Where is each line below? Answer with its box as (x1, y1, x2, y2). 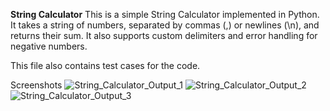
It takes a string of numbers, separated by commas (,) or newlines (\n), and (10, 19, 320, 31)
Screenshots (10, 79, 63, 91)
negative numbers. (10, 40, 88, 52)
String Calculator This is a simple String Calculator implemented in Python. (10, 9, 320, 20)
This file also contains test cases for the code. (10, 60, 201, 71)
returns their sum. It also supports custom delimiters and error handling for (10, 30, 318, 41)
